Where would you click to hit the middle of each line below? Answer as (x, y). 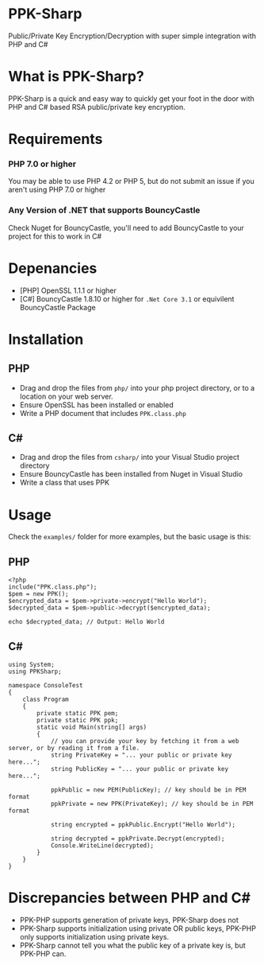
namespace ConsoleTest (46, 685)
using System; (32, 664)
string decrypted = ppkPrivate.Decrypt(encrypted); (138, 839)
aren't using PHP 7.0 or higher (57, 190)
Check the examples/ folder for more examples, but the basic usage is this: (130, 537)
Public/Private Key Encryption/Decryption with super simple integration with (132, 36)
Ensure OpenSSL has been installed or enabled (96, 405)
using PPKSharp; (35, 671)
